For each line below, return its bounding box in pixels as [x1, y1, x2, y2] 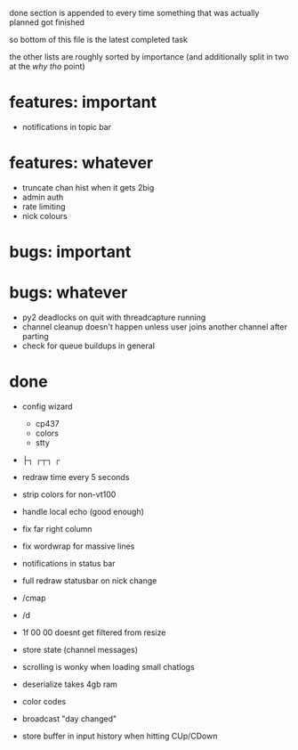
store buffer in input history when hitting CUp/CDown [21, 730, 218, 741]
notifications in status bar [21, 558, 116, 568]
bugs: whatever [9, 282, 128, 303]
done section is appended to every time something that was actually [9, 8, 260, 18]
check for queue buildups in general [21, 340, 156, 351]
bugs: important [9, 242, 132, 262]
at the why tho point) [9, 61, 86, 71]
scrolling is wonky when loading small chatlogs [21, 661, 196, 672]
